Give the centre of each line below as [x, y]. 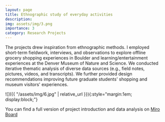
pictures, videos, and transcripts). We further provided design [69, 74]
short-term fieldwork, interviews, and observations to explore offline [75, 52]
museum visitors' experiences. [37, 84]
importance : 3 [20, 28]
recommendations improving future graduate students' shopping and [76, 79]
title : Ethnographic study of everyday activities [59, 14]
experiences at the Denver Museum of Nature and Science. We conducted [82, 63]
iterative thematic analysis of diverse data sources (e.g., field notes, [75, 68]
